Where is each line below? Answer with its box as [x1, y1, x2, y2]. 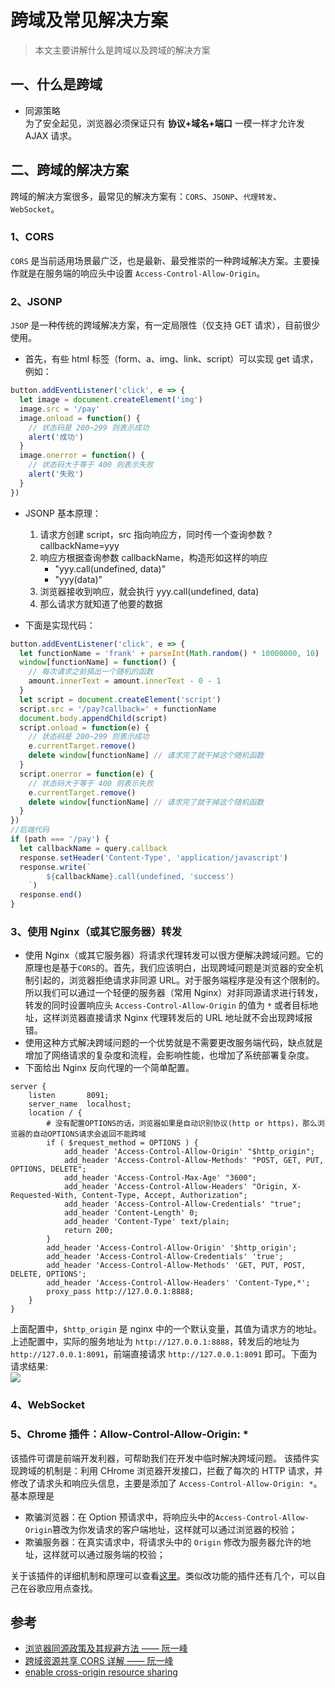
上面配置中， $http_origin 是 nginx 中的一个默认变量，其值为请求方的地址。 [10, 1323, 322, 1335]
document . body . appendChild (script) [19, 713, 168, 723]
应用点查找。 [44, 1582, 98, 1594]
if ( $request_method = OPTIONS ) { [46, 1138, 199, 1148]
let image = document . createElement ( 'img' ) [19, 395, 203, 405]
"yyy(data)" [54, 573, 103, 585]
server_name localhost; [28, 1099, 132, 1110]
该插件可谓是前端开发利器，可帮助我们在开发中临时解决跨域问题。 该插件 [10, 1452, 311, 1464]
